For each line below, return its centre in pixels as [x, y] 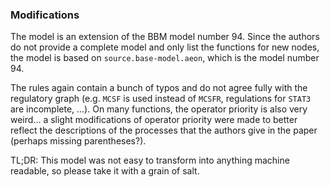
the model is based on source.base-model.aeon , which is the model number [165, 58]
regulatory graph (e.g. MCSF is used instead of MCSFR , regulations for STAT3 [161, 99]
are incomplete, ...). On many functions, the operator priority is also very [159, 109]
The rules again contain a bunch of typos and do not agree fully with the [159, 88]
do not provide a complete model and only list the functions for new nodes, [165, 47]
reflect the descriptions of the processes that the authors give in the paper [164, 130]
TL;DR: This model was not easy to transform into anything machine [150, 160]
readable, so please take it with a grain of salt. [105, 171]
